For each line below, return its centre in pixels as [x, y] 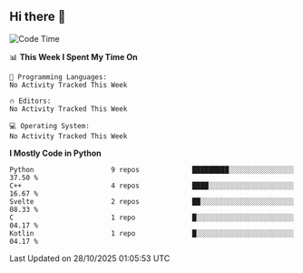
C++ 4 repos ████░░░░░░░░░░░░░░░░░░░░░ [152, 186]
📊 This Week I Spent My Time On [73, 56]
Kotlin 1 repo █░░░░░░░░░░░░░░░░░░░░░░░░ [152, 233]
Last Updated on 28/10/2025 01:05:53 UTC [90, 258]
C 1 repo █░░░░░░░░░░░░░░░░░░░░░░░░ [152, 217]
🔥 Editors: [30, 101]
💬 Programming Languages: [58, 77]
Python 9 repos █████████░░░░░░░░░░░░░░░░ [152, 169]
